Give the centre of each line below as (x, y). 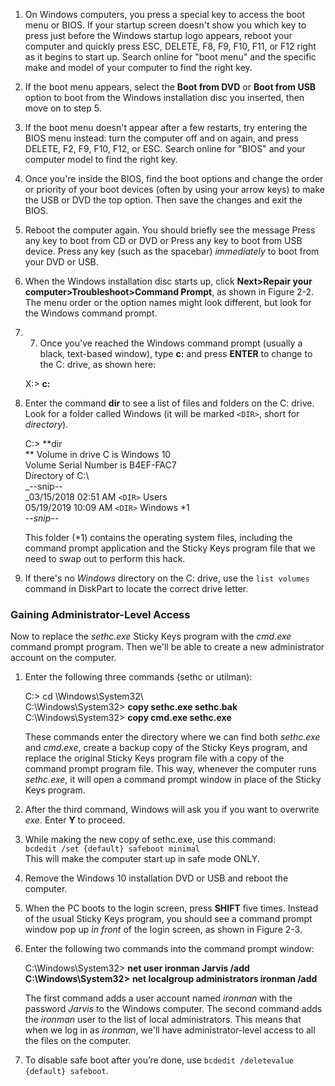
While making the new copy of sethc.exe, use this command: (150, 840)
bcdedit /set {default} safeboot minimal (112, 849)
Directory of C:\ (57, 475)
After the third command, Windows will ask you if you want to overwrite (172, 810)
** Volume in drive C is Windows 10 (98, 454)
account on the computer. (63, 658)
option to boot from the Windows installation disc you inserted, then (164, 97)
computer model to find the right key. (101, 159)
